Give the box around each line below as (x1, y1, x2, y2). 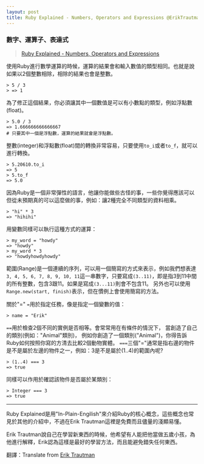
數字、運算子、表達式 (6, 36, 69, 44)
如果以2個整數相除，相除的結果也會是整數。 (6, 70, 117, 77)
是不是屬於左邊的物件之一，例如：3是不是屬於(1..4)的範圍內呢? (6, 347, 163, 354)
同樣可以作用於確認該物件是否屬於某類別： (6, 375, 113, 383)
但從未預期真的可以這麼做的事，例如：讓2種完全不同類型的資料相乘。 (6, 196, 180, 203)
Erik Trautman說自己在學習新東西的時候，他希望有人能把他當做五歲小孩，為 (6, 431, 195, 438)
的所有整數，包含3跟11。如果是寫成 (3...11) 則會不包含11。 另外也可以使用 (6, 280, 191, 287)
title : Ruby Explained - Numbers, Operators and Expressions (6, 15, 165, 21)
